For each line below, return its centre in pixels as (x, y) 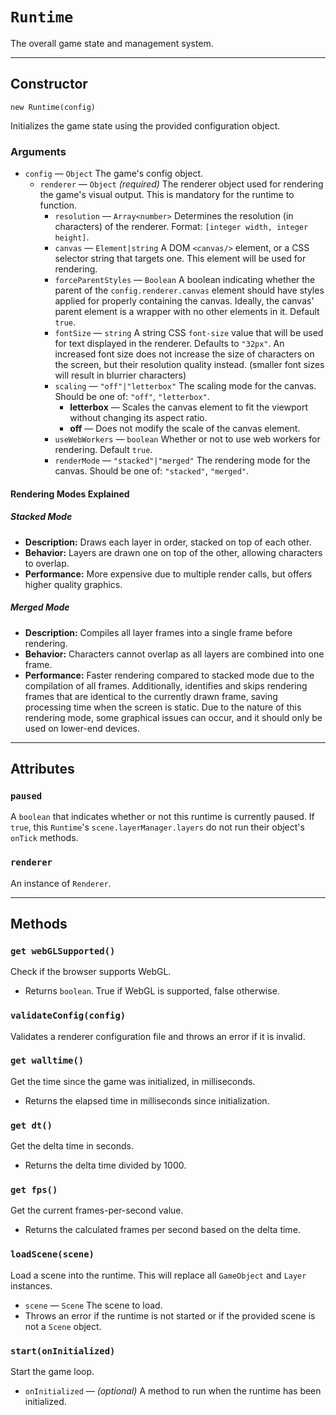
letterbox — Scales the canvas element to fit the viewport (188, 407)
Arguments (38, 151)
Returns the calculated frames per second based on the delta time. (162, 1230)
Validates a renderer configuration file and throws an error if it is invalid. (158, 1036)
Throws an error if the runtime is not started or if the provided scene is (170, 1315)
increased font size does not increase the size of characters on (184, 354)
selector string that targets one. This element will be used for (180, 259)
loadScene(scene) (52, 1254)
